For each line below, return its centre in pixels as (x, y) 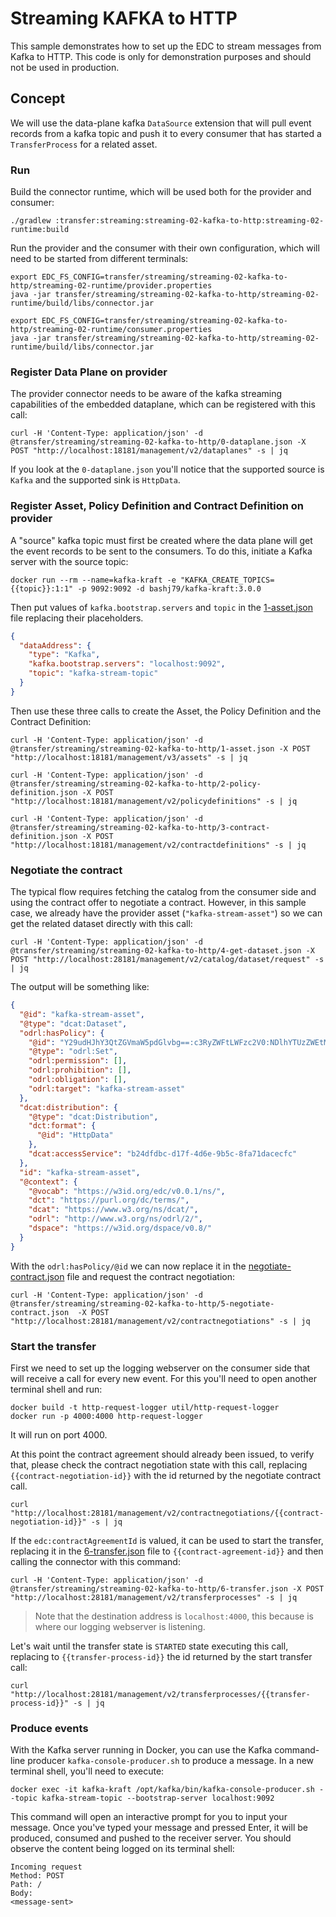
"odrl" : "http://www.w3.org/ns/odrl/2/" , (115, 1219)
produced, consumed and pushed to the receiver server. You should (151, 1838)
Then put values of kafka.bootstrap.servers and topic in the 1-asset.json (161, 607)
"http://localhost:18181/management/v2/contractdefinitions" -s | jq (158, 845)
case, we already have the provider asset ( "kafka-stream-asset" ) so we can (166, 913)
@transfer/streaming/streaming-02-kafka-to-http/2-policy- (136, 783)
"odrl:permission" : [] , (78, 1061)
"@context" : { (48, 1182)
